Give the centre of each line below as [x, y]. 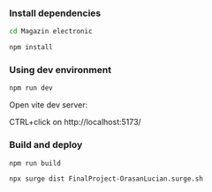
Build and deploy [46, 145]
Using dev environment [61, 70]
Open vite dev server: [49, 105]
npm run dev [31, 88]
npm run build [35, 163]
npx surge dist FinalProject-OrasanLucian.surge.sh [106, 179]
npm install [31, 48]
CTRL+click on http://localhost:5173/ [75, 122]
